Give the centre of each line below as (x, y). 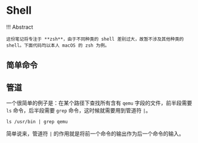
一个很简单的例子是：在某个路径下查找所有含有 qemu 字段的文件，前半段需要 (99, 103)
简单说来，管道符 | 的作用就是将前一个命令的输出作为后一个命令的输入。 (95, 134)
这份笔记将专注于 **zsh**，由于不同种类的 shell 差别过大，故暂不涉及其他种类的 (95, 39)
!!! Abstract (20, 27)
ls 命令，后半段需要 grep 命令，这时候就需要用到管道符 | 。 (78, 111)
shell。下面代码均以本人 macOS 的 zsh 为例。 (58, 45)
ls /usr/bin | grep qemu (37, 122)
